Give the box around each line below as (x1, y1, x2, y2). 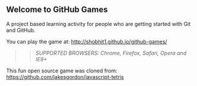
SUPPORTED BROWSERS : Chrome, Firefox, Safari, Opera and (35, 49, 187, 57)
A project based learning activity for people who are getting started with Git (6, 20, 191, 27)
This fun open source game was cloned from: (6, 67, 117, 74)
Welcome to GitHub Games (6, 5, 108, 15)
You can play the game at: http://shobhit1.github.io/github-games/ (6, 38, 167, 45)
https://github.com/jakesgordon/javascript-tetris (6, 73, 125, 80)
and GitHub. (6, 27, 36, 34)
